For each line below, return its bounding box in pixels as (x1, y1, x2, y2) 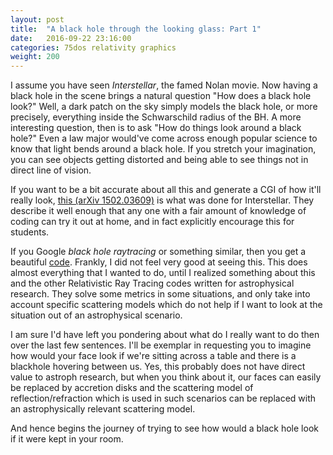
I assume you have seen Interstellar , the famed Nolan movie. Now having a (10, 79, 318, 91)
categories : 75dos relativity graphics (10, 42, 177, 53)
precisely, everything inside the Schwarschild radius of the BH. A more (10, 111, 302, 123)
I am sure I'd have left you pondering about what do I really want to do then (10, 329, 320, 341)
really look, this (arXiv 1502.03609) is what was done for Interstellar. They (10, 194, 315, 206)
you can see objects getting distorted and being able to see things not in (10, 154, 309, 166)
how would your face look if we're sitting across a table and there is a (10, 350, 297, 362)
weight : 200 (10, 52, 60, 62)
